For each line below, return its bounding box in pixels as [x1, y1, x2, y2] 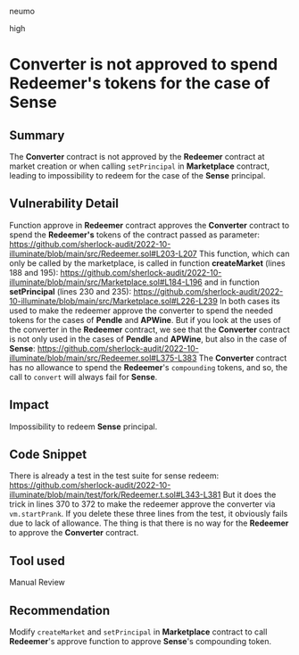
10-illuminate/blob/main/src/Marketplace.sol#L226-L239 [9, 295, 219, 306]
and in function [203, 277, 261, 287]
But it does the [222, 489, 277, 501]
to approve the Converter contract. [9, 527, 139, 538]
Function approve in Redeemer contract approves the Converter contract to [9, 220, 290, 230]
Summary [9, 128, 65, 143]
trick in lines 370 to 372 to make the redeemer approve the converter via [9, 499, 276, 510]
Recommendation [9, 602, 110, 618]
